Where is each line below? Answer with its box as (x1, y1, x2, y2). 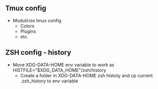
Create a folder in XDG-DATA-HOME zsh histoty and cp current (20, 72, 153, 78)
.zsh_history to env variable (20, 78, 78, 84)
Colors (20, 23, 35, 29)
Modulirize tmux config (12, 17, 62, 23)
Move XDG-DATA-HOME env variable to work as (12, 62, 115, 68)
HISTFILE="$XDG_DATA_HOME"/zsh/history (12, 67, 106, 73)
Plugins (20, 28, 36, 34)
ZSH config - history (5, 48, 71, 57)
